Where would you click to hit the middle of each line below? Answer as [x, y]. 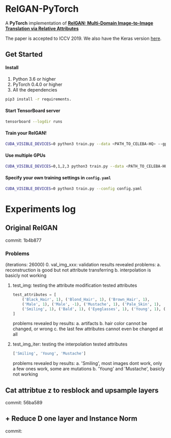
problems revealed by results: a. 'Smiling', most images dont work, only [87, 363]
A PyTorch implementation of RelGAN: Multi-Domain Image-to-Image [79, 23]
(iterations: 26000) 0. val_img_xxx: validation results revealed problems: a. [83, 265]
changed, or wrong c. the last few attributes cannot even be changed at [88, 329]
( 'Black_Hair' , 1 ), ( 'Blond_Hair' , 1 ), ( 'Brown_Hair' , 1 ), [86, 299]
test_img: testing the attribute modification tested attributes [75, 285]
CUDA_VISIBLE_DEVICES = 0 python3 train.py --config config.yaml [74, 189]
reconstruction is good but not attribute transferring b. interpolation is [78, 270]
